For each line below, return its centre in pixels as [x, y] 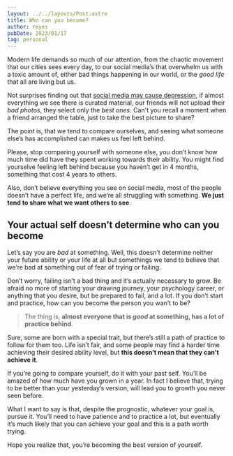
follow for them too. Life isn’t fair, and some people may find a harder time [113, 345]
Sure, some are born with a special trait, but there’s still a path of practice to [116, 337]
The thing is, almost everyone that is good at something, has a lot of [124, 316]
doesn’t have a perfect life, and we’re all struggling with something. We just [116, 196]
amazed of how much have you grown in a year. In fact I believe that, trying [115, 381]
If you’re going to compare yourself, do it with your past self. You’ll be [107, 373]
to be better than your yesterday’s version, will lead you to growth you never [116, 388]
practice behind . [48, 324]
